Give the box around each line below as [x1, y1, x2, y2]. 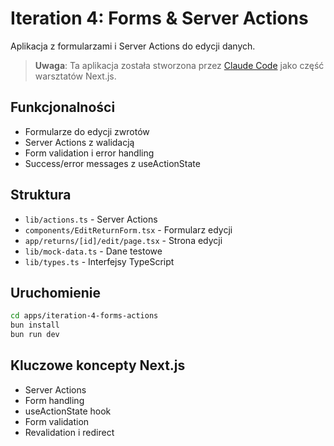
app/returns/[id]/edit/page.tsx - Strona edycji [24, 234, 223, 246]
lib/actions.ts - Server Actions [24, 213, 158, 225]
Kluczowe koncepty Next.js [10, 357, 186, 374]
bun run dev [10, 330, 60, 340]
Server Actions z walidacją [24, 136, 135, 148]
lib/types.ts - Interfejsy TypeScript [24, 255, 175, 267]
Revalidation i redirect [24, 426, 115, 438]
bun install [10, 320, 60, 331]
